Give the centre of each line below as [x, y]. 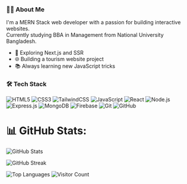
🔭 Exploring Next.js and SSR [49, 53]
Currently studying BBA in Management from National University [85, 35]
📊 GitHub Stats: [47, 131]
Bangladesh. [21, 42]
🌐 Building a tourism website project [59, 59]
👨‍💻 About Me [25, 9]
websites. [18, 28]
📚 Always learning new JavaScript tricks [65, 66]
